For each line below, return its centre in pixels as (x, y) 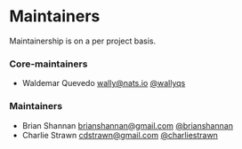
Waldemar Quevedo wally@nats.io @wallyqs (104, 83)
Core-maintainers (48, 64)
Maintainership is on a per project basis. (83, 41)
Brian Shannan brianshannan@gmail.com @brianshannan (128, 125)
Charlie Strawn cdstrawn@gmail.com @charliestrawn (120, 135)
